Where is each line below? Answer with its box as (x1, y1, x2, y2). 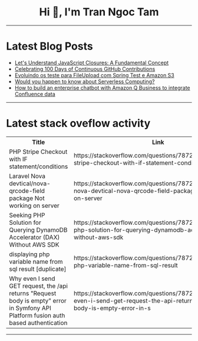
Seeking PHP (9, 211, 45, 219)
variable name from (9, 257, 63, 265)
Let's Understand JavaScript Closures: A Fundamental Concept (14, 59, 169, 66)
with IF (9, 155, 28, 163)
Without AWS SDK (9, 240, 60, 248)
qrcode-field (9, 186, 45, 195)
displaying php (9, 250, 50, 258)
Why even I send (9, 274, 55, 283)
